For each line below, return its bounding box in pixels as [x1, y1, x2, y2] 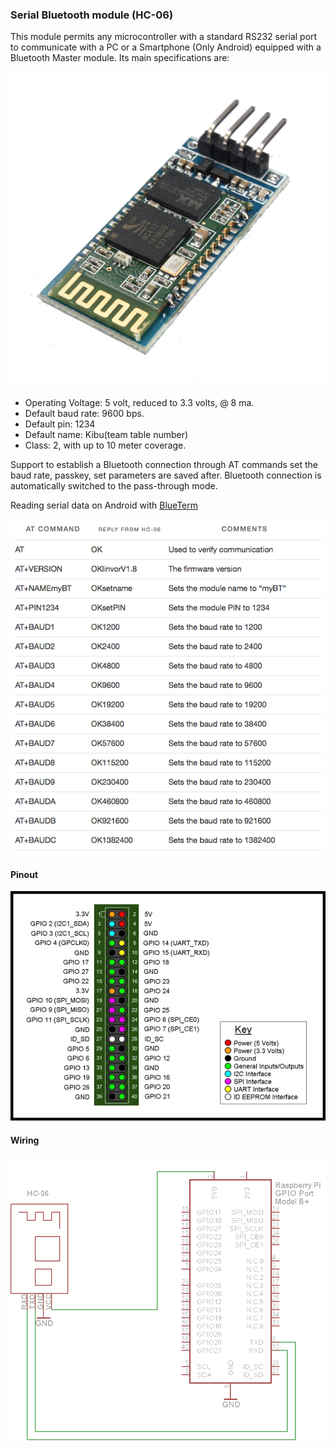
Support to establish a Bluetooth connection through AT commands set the [10, 459, 318, 471]
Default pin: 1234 [24, 418, 96, 430]
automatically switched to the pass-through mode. [10, 480, 218, 492]
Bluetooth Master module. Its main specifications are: [10, 52, 230, 64]
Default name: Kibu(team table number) [24, 429, 189, 441]
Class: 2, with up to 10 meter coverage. [24, 439, 187, 452]
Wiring [10, 1134, 40, 1147]
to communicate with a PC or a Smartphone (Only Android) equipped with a [10, 41, 322, 53]
